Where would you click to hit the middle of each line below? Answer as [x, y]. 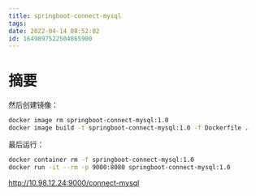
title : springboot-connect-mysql [65, 16]
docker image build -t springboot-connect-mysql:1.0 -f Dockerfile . [129, 128]
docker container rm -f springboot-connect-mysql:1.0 [102, 160]
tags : [17, 23]
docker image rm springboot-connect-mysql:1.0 [89, 121]
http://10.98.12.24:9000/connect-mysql [74, 182]
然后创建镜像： [33, 105]
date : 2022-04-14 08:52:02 [54, 31]
